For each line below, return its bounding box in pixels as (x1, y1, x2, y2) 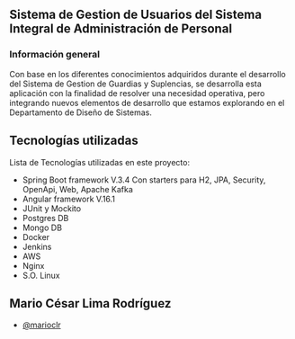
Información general (9, 49, 101, 61)
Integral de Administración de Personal (9, 22, 232, 37)
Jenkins (22, 241, 52, 252)
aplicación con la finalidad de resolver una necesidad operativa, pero (9, 87, 265, 98)
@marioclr (22, 319, 61, 331)
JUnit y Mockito (22, 202, 82, 214)
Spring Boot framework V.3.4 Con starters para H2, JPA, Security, (22, 174, 266, 185)
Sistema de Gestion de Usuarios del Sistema (9, 7, 263, 22)
